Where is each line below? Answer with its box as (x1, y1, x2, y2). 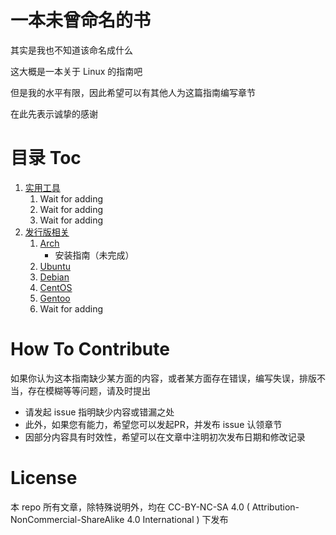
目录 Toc (10, 147, 82, 170)
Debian (39, 271, 70, 283)
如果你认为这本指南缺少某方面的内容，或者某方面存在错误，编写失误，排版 (10, 372, 317, 384)
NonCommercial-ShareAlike (10, 513, 125, 525)
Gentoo (39, 292, 71, 304)
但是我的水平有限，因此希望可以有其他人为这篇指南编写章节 (10, 86, 256, 98)
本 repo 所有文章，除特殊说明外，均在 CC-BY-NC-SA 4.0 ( (10, 501, 250, 513)
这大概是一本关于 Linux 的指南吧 (10, 65, 143, 77)
